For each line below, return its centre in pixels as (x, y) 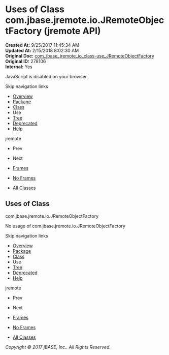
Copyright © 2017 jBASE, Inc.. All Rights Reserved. (58, 347)
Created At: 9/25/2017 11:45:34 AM (42, 45)
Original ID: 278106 (26, 61)
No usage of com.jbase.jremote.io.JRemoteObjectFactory (65, 226)
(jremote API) (72, 31)
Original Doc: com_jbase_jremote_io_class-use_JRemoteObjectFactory (80, 56)
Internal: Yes (19, 67)
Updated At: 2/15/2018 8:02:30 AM (42, 50)
